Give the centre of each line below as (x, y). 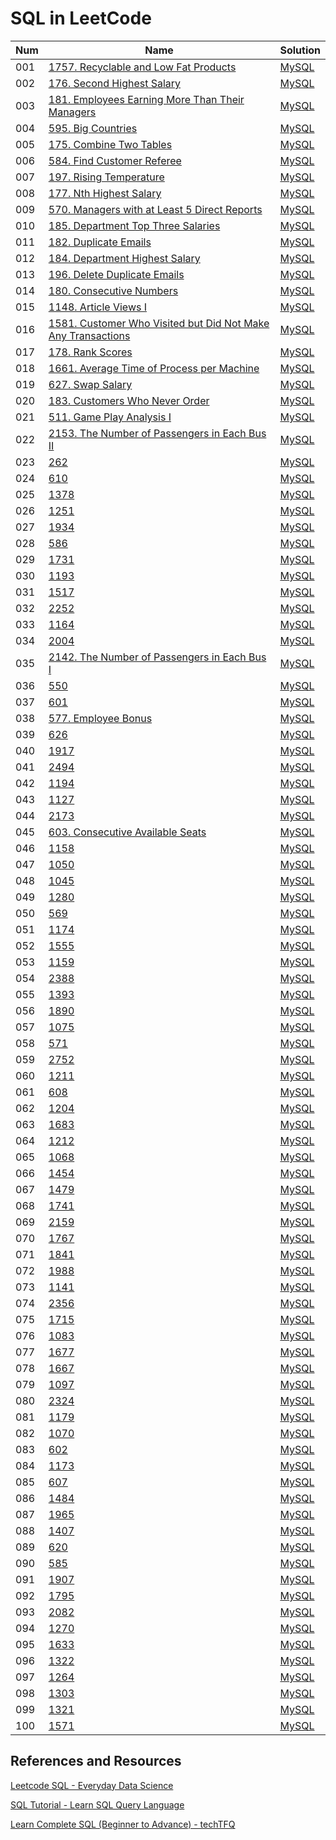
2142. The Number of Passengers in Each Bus (157, 657)
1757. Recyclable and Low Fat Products (142, 67)
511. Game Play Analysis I (110, 417)
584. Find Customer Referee (115, 160)
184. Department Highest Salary (124, 258)
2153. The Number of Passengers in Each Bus (157, 433)
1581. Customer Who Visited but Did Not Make (159, 323)
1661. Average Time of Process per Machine (154, 368)
